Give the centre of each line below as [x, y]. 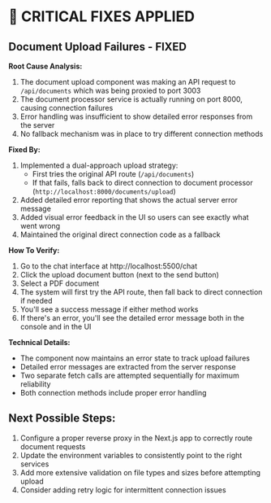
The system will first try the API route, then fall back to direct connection [141, 292]
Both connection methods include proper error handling [113, 393]
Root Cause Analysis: [45, 66]
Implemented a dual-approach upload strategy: [99, 165]
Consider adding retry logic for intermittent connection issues [123, 490]
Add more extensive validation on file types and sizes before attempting [140, 472]
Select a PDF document [60, 283]
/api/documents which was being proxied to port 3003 [110, 90]
